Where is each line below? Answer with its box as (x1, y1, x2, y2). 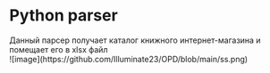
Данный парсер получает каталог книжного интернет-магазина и (9, 35, 261, 45)
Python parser (9, 5, 118, 26)
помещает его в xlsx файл (9, 44, 108, 54)
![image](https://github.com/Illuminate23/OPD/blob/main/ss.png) (9, 53, 249, 64)
